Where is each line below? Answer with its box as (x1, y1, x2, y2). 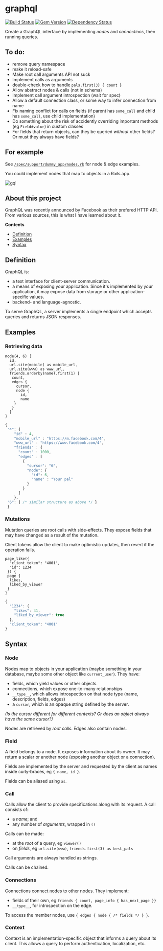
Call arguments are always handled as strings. (5, 855, 98, 861)
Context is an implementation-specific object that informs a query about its (5, 935, 157, 941)
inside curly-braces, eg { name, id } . (5, 768, 81, 774)
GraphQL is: (5, 269, 29, 275)
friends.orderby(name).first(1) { (9, 371, 80, 376)
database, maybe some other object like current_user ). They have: (5, 671, 140, 677)
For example (5, 148, 44, 157)
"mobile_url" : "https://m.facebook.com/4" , (14, 436, 106, 441)
